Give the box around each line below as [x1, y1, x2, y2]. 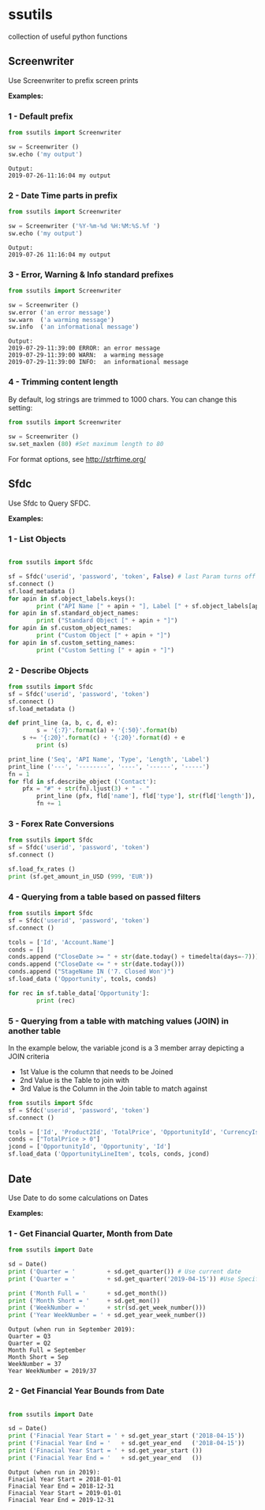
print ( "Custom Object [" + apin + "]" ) [36, 631, 171, 640]
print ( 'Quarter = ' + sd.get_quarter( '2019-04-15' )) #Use [8, 1275, 235, 1283]
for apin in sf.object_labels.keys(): [8, 595, 136, 603]
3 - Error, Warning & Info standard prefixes [8, 269, 174, 280]
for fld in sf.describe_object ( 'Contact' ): [8, 778, 157, 785]
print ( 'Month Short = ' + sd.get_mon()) [8, 1296, 160, 1304]
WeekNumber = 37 [8, 1361, 62, 1368]
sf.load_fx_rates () [8, 865, 77, 873]
